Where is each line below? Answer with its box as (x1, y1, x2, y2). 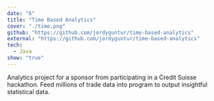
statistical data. (7, 87, 50, 96)
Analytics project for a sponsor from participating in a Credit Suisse (7, 73, 197, 81)
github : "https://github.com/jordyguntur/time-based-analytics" (7, 29, 194, 36)
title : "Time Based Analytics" (7, 16, 96, 23)
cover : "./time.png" (7, 23, 66, 29)
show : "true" (7, 55, 44, 61)
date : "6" (7, 10, 36, 17)
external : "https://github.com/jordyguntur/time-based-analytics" (7, 35, 200, 42)
